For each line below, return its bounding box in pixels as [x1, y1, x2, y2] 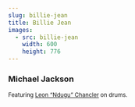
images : [8, 26, 34, 34]
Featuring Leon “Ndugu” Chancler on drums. [8, 91, 128, 99]
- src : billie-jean [15, 33, 79, 41]
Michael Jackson [8, 73, 74, 84]
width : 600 [22, 41, 58, 48]
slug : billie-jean [8, 11, 68, 20]
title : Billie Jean [8, 19, 72, 27]
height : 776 [22, 48, 61, 55]
